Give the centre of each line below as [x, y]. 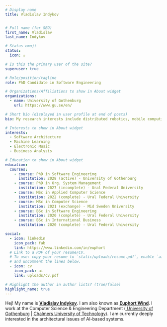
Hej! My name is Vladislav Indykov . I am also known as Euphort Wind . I [79, 303]
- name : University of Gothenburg [45, 101]
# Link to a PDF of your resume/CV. [47, 252]
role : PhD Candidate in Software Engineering [53, 83]
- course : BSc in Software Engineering [55, 211]
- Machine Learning [30, 142]
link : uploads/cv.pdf [36, 275]
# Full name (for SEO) [29, 28]
